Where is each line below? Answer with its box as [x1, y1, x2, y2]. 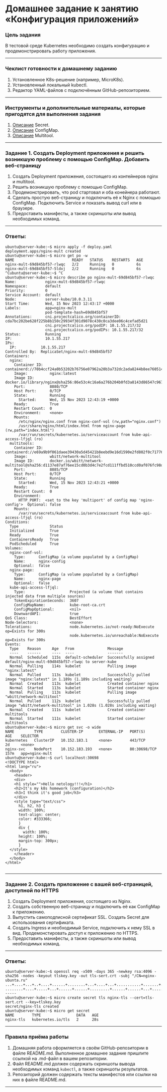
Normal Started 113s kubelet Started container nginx [9, 685, 159, 690]
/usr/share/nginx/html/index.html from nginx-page [18, 423, 126, 428]
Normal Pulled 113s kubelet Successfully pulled [9, 672, 150, 677]
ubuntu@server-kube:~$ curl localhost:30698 [5, 755, 99, 760]
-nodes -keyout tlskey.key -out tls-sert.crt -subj [20, 974, 130, 979]
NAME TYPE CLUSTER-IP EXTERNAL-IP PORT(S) [5, 729, 146, 734]
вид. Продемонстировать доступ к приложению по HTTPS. [12, 930, 139, 936]
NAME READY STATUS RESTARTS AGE [5, 258, 143, 263]
